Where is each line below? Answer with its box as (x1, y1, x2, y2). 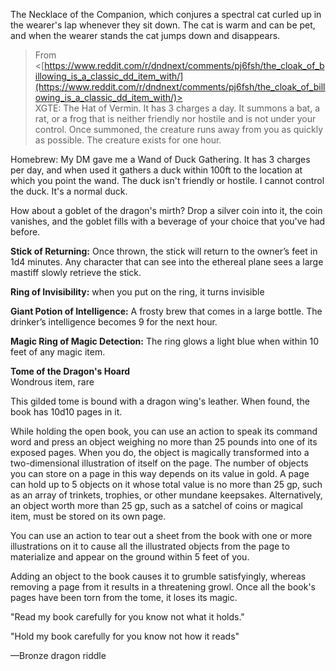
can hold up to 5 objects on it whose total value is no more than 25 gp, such (10, 479, 323, 490)
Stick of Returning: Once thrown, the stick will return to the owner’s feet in (10, 245, 318, 257)
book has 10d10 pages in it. (10, 406, 123, 418)
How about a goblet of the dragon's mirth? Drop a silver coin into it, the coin (10, 205, 323, 216)
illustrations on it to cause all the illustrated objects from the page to (10, 540, 290, 552)
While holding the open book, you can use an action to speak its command (10, 425, 318, 437)
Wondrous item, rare (10, 376, 95, 388)
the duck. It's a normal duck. (10, 185, 128, 197)
